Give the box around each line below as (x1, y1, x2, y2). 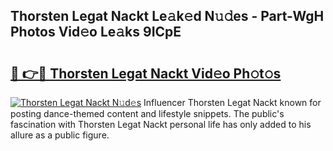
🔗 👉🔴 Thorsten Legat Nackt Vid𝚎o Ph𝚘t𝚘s (10, 65, 282, 82)
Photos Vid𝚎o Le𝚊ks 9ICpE (10, 24, 182, 41)
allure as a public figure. (10, 129, 110, 141)
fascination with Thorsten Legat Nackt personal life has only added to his (10, 119, 312, 130)
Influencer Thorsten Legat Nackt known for (143, 97, 322, 108)
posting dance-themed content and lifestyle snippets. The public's (10, 108, 285, 119)
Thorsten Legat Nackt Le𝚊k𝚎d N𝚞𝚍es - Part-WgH (10, 8, 325, 25)
